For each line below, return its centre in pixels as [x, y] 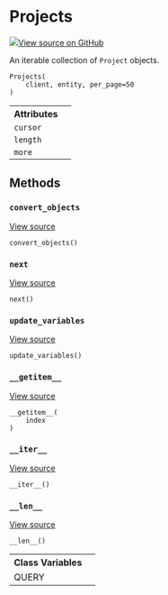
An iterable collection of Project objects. [84, 59]
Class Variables [48, 563]
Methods [35, 183]
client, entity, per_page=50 [80, 84]
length [28, 140]
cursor [28, 127]
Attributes [36, 114]
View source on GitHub [61, 42]
